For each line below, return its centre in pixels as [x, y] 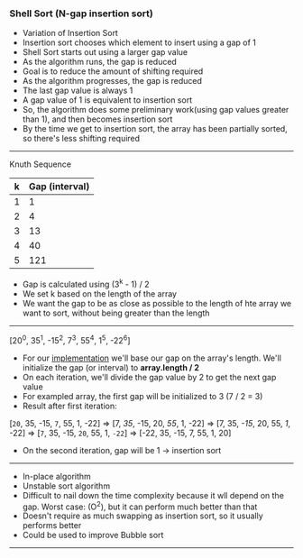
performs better [52, 526]
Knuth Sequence [41, 164]
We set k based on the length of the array [100, 293]
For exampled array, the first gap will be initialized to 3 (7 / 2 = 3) [142, 396]
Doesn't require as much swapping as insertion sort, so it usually [142, 516]
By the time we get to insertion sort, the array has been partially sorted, [155, 129]
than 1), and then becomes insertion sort [97, 119]
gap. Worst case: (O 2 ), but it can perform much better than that [140, 506]
